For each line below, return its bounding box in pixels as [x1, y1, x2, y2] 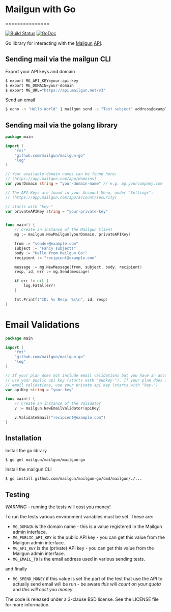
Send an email [5, 97, 36, 103]
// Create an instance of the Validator [14, 401, 101, 406]
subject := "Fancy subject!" [14, 246, 76, 251]
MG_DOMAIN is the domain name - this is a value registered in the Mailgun [12, 523, 162, 530]
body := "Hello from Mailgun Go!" [14, 250, 88, 255]
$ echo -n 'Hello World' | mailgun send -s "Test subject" [5, 107, 133, 112]
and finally [5, 566, 27, 572]
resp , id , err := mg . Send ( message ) [14, 269, 90, 274]
